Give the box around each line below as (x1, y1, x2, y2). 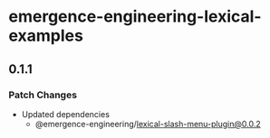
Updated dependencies (21, 108, 111, 119)
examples (8, 25, 83, 46)
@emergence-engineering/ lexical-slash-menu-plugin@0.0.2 (34, 118, 261, 129)
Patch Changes (8, 88, 78, 101)
